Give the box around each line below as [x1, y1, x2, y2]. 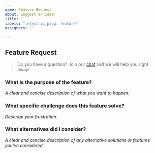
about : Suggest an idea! [5, 12, 56, 17]
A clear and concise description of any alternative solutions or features [5, 137, 150, 143]
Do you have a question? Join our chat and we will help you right [17, 61, 149, 67]
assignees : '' [5, 26, 34, 31]
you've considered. [5, 142, 44, 148]
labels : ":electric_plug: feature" [5, 21, 78, 26]
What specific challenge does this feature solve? [5, 102, 124, 109]
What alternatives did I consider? [5, 126, 86, 133]
